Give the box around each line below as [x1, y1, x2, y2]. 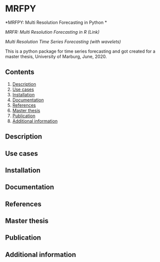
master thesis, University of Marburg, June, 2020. [5, 53, 107, 60]
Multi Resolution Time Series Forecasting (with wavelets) [5, 38, 121, 45]
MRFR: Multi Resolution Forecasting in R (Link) [5, 29, 100, 35]
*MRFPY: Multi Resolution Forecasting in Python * [5, 19, 107, 25]
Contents [5, 68, 35, 76]
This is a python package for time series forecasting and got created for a [5, 48, 156, 54]
